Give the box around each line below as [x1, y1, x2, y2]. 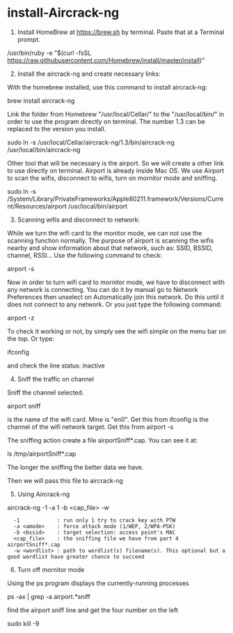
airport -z [7, 313, 35, 322]
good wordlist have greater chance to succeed [7, 553, 145, 560]
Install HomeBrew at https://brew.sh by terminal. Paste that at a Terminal [17, 28, 225, 36]
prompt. [17, 35, 40, 43]
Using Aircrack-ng [17, 490, 70, 498]
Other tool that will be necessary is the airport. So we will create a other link [7, 158, 225, 167]
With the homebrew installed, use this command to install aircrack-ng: [7, 83, 207, 91]
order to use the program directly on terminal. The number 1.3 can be [7, 117, 205, 126]
